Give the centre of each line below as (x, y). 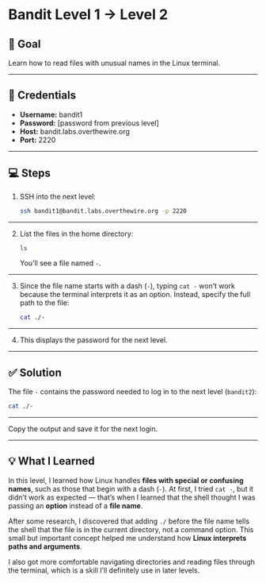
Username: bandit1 (51, 114)
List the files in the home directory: (76, 234)
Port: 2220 (38, 140)
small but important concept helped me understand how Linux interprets (127, 538)
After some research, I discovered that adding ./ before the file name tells (129, 521)
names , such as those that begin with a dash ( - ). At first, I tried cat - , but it (131, 488)
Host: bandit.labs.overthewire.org (75, 131)
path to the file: (44, 303)
